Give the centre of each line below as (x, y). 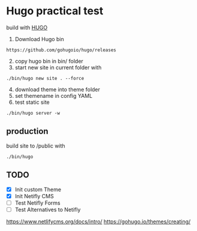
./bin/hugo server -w (33, 113)
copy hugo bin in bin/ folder (49, 61)
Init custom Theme (38, 189)
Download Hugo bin (39, 39)
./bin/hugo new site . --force (45, 78)
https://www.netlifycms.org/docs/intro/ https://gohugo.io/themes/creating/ (99, 221)
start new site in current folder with (58, 67)
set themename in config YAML (54, 96)
